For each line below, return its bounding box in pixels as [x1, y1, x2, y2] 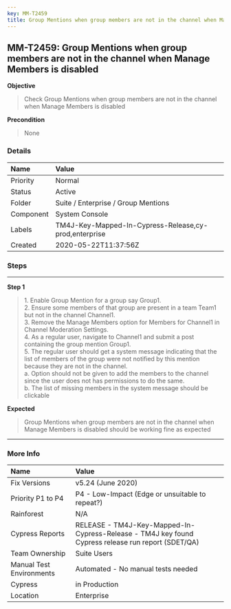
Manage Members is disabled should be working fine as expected [23, 425, 211, 434]
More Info [7, 449, 41, 458]
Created [10, 240, 37, 250]
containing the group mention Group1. [23, 340, 131, 348]
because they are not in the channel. [23, 362, 128, 370]
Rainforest [10, 509, 44, 519]
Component [10, 209, 49, 219]
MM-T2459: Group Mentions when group [7, 42, 188, 54]
